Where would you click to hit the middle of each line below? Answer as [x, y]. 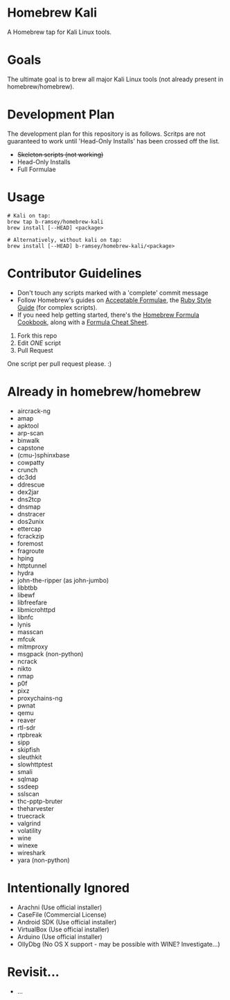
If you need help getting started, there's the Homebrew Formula [108, 315]
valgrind [29, 823]
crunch [27, 470]
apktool [28, 426]
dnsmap [29, 507]
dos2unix [30, 521]
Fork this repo [37, 335]
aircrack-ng [34, 411]
